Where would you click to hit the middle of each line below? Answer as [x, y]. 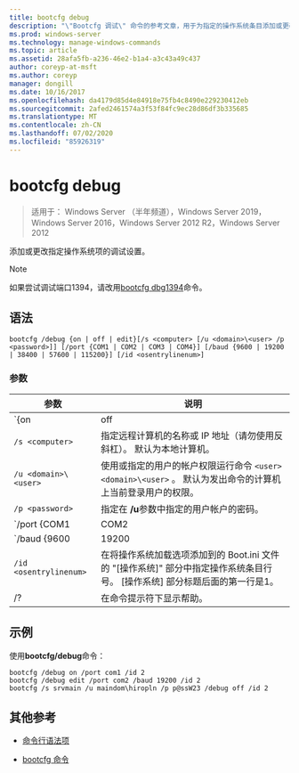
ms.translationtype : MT [53, 117]
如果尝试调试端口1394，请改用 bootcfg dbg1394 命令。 [108, 287]
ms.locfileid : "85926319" [57, 142]
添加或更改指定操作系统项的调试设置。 [79, 251]
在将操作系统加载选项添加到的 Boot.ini [180, 555]
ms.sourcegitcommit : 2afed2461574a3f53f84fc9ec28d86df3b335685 [129, 109]
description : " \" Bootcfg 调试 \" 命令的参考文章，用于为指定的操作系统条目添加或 [146, 26]
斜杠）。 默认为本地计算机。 [158, 449]
